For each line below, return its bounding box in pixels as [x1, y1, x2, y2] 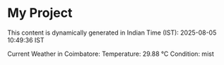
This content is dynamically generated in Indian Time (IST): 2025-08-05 [7, 28, 217, 37]
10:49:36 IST [7, 35, 45, 44]
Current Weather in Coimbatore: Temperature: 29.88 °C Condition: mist [7, 49, 214, 58]
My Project [7, 5, 73, 21]
